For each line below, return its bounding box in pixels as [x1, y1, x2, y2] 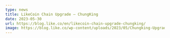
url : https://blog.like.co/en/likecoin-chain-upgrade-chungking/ [5, 21, 146, 26]
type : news [5, 7, 28, 12]
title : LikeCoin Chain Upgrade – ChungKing [5, 12, 99, 17]
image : [5, 26, 19, 31]
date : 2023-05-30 [5, 16, 42, 21]
